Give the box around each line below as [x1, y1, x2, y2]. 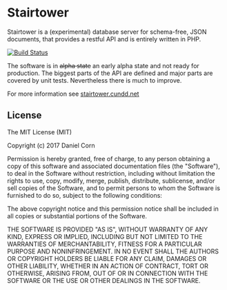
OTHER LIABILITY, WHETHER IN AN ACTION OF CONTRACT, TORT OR [7, 262, 208, 270]
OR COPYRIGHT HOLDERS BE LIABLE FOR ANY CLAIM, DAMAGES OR [7, 254, 207, 262]
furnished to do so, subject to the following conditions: [7, 191, 162, 199]
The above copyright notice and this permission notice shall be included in [7, 205, 219, 213]
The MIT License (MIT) [7, 127, 72, 136]
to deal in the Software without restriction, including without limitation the [7, 169, 215, 177]
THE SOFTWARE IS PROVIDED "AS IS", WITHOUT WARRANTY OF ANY [7, 225, 208, 234]
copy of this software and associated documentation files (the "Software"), [7, 162, 221, 170]
